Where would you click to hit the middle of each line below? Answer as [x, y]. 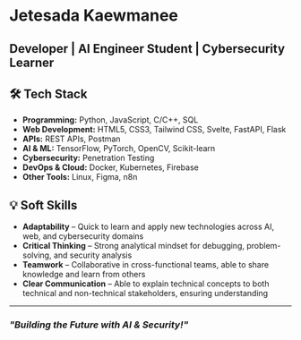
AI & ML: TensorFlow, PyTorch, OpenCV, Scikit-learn [119, 149]
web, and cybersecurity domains [83, 236]
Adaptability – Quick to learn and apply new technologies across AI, [148, 227]
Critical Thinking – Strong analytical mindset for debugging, [133, 246]
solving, [37, 255]
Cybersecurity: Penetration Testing [88, 158]
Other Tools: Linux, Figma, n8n [80, 177]
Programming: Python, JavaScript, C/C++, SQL [110, 120]
